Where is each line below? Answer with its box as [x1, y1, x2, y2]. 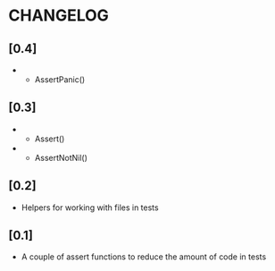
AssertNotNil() [34, 152, 88, 163]
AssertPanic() [34, 74, 86, 85]
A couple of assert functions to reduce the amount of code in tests [21, 251, 267, 262]
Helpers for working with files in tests [21, 202, 159, 213]
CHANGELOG [8, 5, 109, 26]
